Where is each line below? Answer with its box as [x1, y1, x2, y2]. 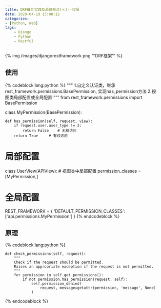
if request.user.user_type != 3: [14, 123, 82, 128]
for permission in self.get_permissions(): [14, 273, 104, 278]
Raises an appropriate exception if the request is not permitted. [14, 264, 154, 269]
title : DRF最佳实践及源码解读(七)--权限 [5, 7, 80, 12]
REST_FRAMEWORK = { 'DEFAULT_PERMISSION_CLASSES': [5, 208, 125, 214]
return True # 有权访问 [14, 133, 68, 138]
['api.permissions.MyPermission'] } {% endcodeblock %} [5, 214, 120, 219]
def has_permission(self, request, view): [5, 119, 93, 124]
